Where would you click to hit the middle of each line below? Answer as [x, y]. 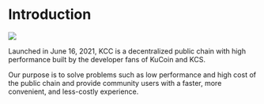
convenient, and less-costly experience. [74, 91]
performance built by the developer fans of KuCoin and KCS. [107, 59]
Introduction [50, 15]
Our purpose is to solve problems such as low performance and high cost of [132, 74]
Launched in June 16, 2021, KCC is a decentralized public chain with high [127, 51]
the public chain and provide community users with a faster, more [115, 83]
